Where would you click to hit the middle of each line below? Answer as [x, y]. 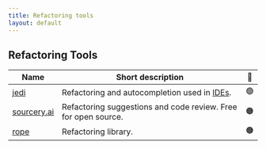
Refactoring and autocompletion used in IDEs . [147, 92]
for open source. [93, 117]
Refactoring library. [97, 132]
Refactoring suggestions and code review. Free [150, 107]
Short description [150, 78]
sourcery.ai [33, 112]
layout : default [35, 23]
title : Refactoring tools [51, 15]
